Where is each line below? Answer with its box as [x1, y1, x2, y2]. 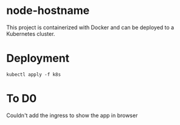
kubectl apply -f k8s [6, 71, 61, 78]
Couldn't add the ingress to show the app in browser [6, 112, 138, 119]
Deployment [6, 52, 70, 66]
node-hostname [6, 4, 90, 18]
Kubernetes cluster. [6, 30, 55, 37]
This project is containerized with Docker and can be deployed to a [6, 24, 175, 31]
